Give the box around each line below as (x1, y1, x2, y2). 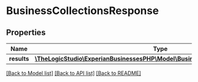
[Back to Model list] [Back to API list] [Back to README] (6, 70, 141, 77)
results (9, 54, 29, 63)
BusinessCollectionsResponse (6, 4, 159, 18)
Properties (6, 28, 46, 37)
